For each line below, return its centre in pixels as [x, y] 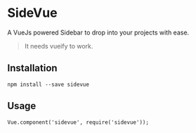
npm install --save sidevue [48, 84]
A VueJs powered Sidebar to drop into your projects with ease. [98, 32]
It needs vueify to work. [59, 46]
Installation [32, 68]
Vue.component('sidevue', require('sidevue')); [78, 122]
